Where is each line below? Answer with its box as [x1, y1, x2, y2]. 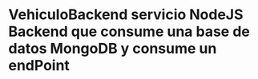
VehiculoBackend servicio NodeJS [8, 6, 244, 24]
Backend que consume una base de [8, 22, 250, 41]
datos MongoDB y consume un [8, 40, 217, 57]
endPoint [8, 57, 71, 75]
